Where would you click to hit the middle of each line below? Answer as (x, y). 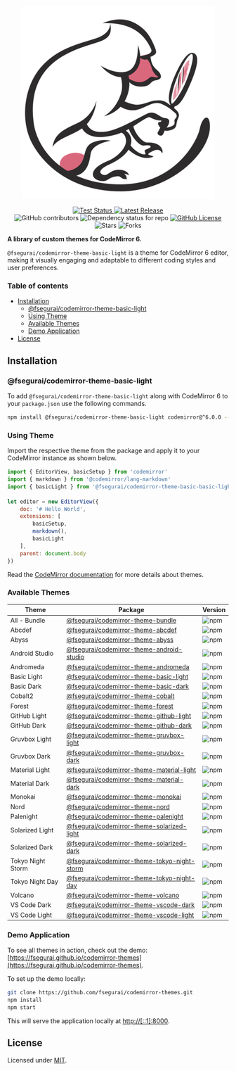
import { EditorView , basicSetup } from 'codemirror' (88, 472)
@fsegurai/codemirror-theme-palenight (125, 816)
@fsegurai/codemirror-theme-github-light (129, 716)
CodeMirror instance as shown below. (62, 458)
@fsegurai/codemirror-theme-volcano (123, 895)
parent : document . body (53, 553)
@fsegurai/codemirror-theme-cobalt (120, 696)
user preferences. (33, 267)
